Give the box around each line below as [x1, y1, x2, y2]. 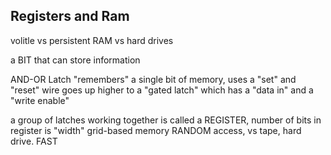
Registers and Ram [10, 8, 130, 25]
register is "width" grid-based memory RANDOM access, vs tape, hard [10, 124, 302, 136]
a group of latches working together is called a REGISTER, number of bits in [10, 114, 322, 126]
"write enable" [10, 94, 70, 106]
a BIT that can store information [10, 54, 141, 66]
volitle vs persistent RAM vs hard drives [10, 34, 174, 46]
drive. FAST [10, 135, 58, 147]
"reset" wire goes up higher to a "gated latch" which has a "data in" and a [10, 84, 314, 96]
